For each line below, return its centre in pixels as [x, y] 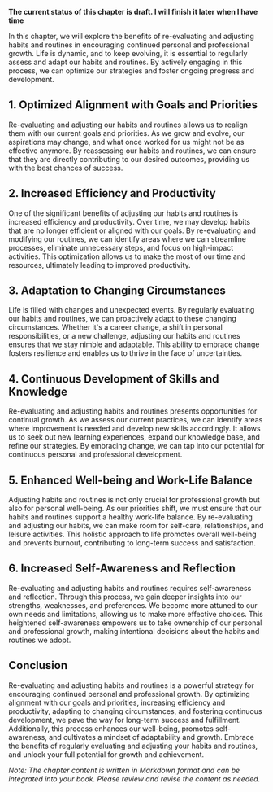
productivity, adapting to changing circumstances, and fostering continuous [135, 711]
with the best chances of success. [66, 168]
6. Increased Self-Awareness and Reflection [122, 569]
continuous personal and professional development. [95, 454]
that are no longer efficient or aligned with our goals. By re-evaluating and [132, 230]
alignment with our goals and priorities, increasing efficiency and [117, 702]
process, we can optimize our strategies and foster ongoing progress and [131, 71]
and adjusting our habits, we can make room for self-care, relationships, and [136, 526]
